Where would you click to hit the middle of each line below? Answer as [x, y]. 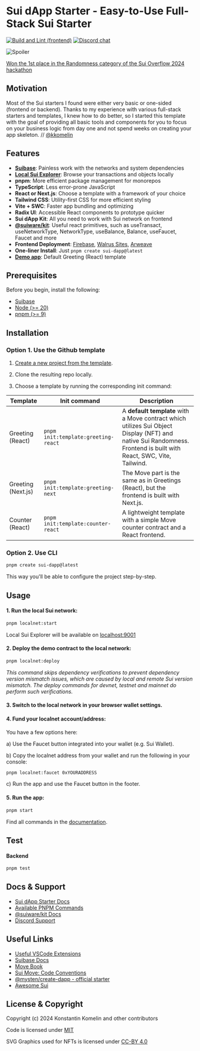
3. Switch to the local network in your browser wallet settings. [84, 705]
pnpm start [20, 810]
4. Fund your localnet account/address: [56, 719]
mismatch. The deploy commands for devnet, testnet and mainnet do [91, 685]
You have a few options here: [42, 732]
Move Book [29, 966]
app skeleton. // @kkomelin [40, 134]
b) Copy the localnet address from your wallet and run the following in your [98, 755]
